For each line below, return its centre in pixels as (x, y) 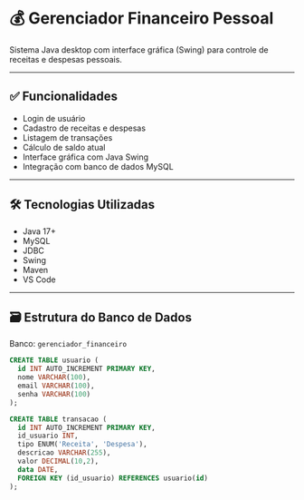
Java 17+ (39, 231)
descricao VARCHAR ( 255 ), (64, 453)
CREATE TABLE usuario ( (54, 360)
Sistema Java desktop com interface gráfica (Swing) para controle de (139, 49)
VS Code (39, 279)
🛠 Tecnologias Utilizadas (82, 205)
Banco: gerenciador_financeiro (68, 344)
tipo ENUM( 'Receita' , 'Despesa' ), (82, 445)
